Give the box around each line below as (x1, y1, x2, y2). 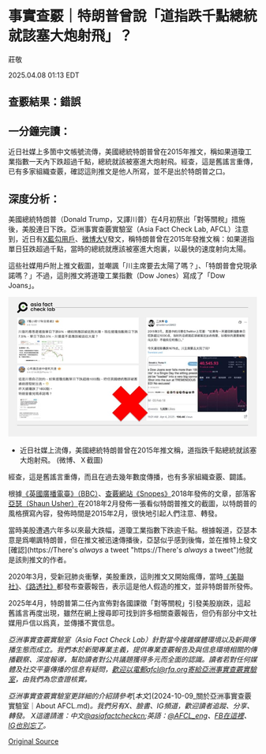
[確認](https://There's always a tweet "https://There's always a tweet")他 (8, 546, 246, 555)
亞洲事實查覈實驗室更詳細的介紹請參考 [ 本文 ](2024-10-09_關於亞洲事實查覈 (8, 692, 252, 701)
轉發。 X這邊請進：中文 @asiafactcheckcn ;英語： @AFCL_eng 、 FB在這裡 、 (8, 711, 251, 721)
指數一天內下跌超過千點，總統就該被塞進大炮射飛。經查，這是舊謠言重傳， (14, 157, 257, 167)
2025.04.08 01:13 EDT (8, 70, 81, 80)
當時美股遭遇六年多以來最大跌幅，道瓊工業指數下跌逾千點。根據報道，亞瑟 (8, 526, 250, 535)
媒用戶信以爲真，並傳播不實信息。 (8, 618, 119, 628)
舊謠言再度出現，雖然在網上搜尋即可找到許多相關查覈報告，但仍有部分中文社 (8, 609, 257, 618)
